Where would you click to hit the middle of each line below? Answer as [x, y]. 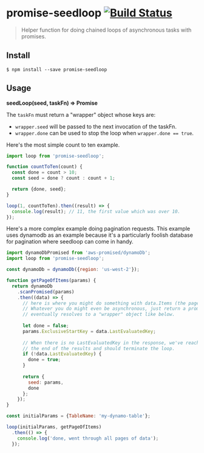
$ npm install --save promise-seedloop [57, 69]
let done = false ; [46, 326]
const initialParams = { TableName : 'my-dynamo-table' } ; [78, 416]
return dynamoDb [32, 286]
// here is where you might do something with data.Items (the [104, 303]
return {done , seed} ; [39, 189]
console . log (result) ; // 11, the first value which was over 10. [96, 211]
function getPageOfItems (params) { [51, 281]
